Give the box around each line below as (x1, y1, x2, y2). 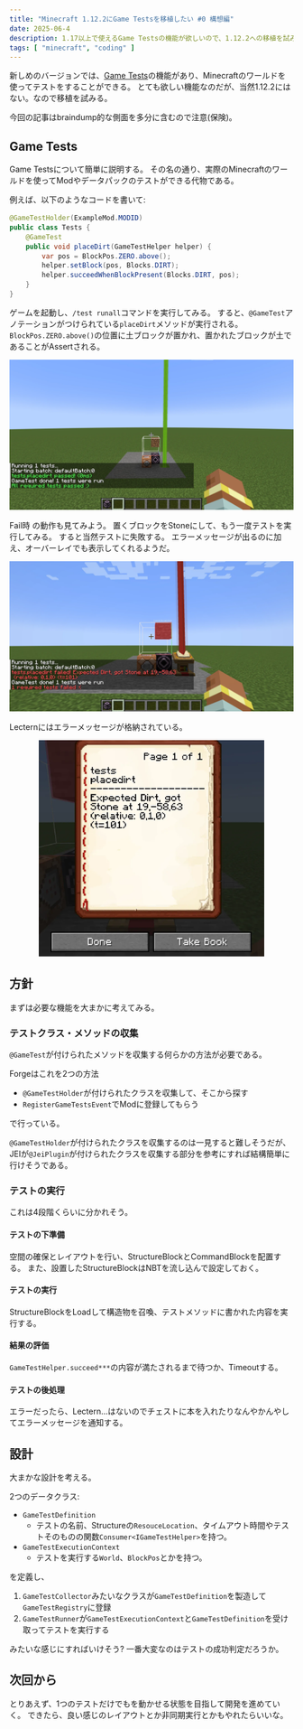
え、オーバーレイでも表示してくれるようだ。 (9, 542, 175, 553)
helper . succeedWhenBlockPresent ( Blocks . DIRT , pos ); (41, 271, 241, 280)
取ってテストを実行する (22, 1624, 110, 1635)
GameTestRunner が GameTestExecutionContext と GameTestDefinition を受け (22, 1613, 289, 1624)
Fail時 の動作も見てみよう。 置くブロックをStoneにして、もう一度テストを (9, 519, 284, 530)
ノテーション (9, 318, 57, 329)
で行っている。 (9, 1118, 65, 1129)
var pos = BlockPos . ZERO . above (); (41, 251, 171, 261)
